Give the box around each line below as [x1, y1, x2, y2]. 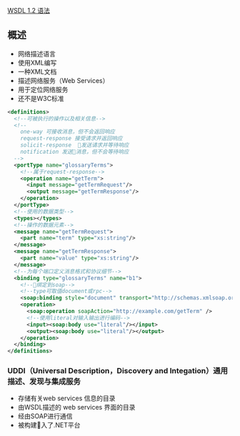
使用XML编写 [17, 58, 57, 66]
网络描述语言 [17, 49, 56, 58]
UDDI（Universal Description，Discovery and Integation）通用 [7, 366, 229, 376]
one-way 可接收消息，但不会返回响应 [20, 128, 116, 136]
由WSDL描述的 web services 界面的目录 [17, 403, 136, 412]
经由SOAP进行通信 [17, 412, 73, 420]
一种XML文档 [17, 67, 57, 76]
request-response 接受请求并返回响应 [20, 135, 123, 142]
